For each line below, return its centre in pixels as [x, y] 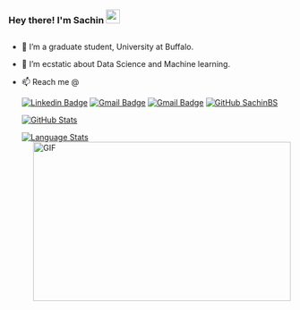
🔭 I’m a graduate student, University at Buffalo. [107, 47]
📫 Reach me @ [50, 82]
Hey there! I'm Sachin [56, 20]
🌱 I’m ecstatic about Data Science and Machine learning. [125, 64]
